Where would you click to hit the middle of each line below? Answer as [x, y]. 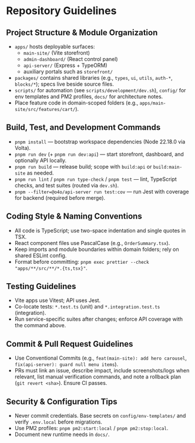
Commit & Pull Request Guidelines [70, 344]
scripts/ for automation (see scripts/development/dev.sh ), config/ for [100, 90]
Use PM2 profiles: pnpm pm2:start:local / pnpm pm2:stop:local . [91, 428]
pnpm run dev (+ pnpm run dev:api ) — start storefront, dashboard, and [99, 154]
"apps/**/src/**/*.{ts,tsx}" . [51, 268]
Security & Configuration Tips [62, 402]
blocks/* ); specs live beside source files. [64, 84]
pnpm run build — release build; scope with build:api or [83, 166]
